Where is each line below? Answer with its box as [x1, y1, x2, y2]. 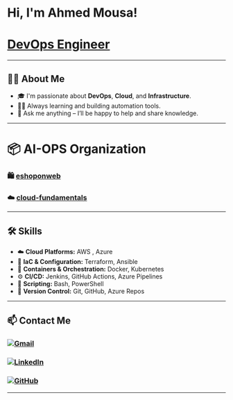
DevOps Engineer [7, 37, 110, 53]
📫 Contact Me [7, 315, 71, 326]
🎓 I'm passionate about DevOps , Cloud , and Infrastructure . [17, 92, 192, 100]
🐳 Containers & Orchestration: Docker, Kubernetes [17, 265, 164, 274]
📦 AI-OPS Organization [7, 141, 147, 157]
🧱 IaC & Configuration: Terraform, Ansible [17, 258, 139, 266]
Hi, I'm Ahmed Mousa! [7, 5, 138, 21]
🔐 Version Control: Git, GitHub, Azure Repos [17, 287, 145, 296]
